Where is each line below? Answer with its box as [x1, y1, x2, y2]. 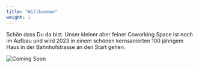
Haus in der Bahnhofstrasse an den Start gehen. [6, 43, 126, 51]
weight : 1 [6, 14, 31, 20]
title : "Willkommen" [6, 8, 58, 15]
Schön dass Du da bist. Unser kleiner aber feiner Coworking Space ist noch [6, 30, 194, 38]
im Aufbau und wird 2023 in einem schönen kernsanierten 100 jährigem [6, 37, 184, 44]
